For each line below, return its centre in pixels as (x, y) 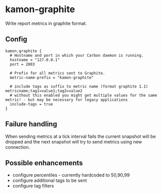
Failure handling (31, 124)
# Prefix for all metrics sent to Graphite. (57, 73)
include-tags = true (31, 104)
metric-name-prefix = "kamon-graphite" (52, 77)
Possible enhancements (44, 163)
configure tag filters (33, 186)
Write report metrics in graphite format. (46, 23)
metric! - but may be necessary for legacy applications (67, 100)
